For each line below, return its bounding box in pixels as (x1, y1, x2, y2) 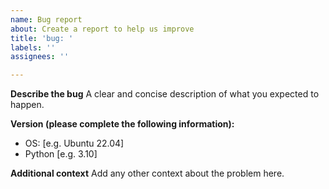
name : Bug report (10, 14, 83, 25)
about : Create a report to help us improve (10, 24, 195, 34)
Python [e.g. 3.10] (24, 148, 98, 160)
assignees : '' (10, 52, 70, 62)
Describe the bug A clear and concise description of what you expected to (10, 88, 320, 100)
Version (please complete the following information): (10, 118, 235, 130)
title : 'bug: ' (10, 33, 74, 43)
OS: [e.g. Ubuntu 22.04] (24, 137, 125, 150)
